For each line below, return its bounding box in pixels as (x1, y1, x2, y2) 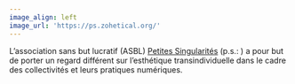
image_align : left (9, 12, 77, 22)
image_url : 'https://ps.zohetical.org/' (9, 21, 162, 30)
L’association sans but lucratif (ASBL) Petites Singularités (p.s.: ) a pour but (9, 45, 284, 56)
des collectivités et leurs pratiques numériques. (9, 64, 183, 75)
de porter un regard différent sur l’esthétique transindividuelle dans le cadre (9, 55, 287, 65)
